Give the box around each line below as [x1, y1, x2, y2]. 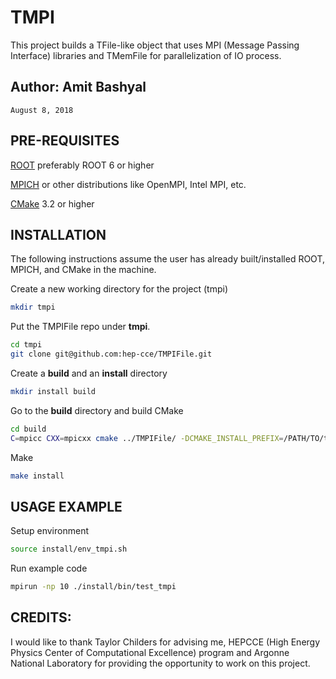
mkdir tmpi [10, 302, 56, 313]
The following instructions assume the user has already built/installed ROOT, [10, 253, 326, 265]
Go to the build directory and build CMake [10, 404, 184, 416]
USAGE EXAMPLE [10, 498, 123, 515]
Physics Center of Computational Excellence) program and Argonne [10, 646, 290, 658]
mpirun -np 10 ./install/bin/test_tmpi [10, 582, 177, 592]
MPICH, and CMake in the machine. [10, 264, 157, 276]
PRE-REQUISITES [10, 132, 120, 150]
